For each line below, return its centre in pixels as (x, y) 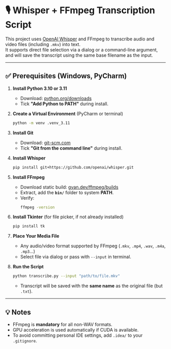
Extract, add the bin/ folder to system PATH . (67, 192)
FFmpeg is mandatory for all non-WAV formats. (63, 324)
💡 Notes (18, 312)
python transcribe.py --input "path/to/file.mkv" (66, 276)
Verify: (27, 198)
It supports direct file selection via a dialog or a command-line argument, (82, 50)
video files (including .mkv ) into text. (43, 44)
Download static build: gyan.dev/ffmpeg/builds (69, 187)
